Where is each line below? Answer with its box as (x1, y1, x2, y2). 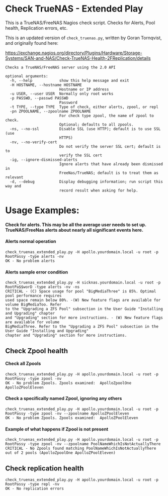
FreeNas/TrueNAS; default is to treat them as (59, 170, 158, 175)
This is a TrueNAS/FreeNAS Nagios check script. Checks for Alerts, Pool (5, 20, 155, 26)
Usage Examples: (5, 205, 79, 216)
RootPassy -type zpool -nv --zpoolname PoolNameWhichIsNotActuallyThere (5, 442, 161, 447)
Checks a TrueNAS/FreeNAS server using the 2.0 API (5, 65, 116, 70)
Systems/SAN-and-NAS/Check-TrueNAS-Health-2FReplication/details (5, 55, 151, 61)
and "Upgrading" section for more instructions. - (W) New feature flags (5, 315, 163, 321)
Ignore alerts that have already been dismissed (59, 161, 163, 166)
